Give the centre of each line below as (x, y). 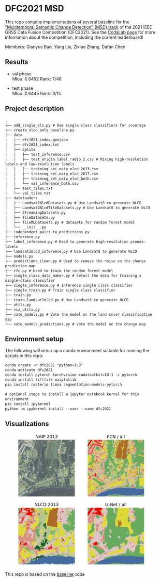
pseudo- (138, 242)
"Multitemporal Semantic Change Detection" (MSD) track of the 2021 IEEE (79, 27)
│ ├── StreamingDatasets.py (36, 212)
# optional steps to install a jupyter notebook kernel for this (72, 394)
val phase (22, 74)
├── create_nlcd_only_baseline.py (40, 130)
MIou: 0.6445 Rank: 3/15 (36, 93)
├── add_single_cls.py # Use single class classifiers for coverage (75, 125)
